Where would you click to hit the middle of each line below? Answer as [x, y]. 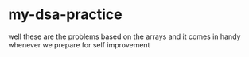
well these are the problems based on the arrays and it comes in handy [124, 36]
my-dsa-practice [66, 15]
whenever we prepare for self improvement [79, 44]
